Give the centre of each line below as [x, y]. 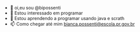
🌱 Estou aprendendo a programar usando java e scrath [67, 18]
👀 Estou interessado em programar [46, 13]
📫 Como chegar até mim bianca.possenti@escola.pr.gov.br [73, 24]
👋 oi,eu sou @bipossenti [35, 8]
